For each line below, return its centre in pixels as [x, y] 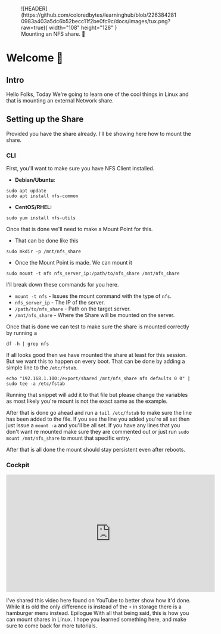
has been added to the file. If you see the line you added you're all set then [98, 419]
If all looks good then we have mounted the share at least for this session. [97, 355]
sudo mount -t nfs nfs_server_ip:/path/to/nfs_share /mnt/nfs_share [93, 274]
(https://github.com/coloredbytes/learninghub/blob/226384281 [99, 15]
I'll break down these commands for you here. [63, 285]
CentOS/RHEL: [33, 207]
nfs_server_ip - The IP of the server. [60, 303]
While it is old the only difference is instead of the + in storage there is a [94, 607]
